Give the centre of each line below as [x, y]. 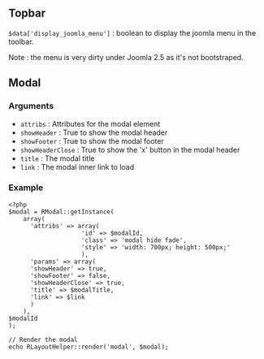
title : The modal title [57, 158]
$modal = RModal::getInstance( [61, 212]
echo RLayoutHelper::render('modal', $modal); [89, 347]
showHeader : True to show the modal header [94, 132]
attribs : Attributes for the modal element [90, 123]
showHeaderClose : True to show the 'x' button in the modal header [130, 149]
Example [26, 188]
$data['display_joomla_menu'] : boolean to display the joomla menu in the [132, 32]
